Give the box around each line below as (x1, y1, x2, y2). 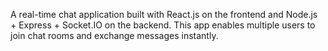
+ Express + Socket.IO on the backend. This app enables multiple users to (10, 19, 316, 31)
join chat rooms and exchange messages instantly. (10, 30, 219, 41)
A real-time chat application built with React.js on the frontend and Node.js (10, 9, 318, 20)
